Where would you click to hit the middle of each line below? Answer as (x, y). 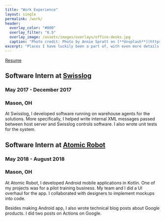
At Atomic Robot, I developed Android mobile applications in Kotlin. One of (80, 183)
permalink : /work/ (24, 19)
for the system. (20, 129)
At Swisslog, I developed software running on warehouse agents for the (78, 114)
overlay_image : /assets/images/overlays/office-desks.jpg (70, 37)
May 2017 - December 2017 (38, 90)
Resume (14, 60)
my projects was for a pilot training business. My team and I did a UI (74, 188)
